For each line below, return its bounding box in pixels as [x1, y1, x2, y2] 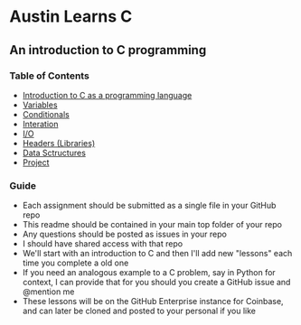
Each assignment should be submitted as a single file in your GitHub [22, 200, 277, 211]
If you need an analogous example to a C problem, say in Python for [22, 267, 276, 278]
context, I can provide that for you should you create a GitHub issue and [22, 277, 291, 288]
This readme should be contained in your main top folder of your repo [22, 219, 283, 230]
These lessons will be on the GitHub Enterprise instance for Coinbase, [22, 296, 284, 307]
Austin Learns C [9, 6, 133, 27]
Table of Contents [9, 70, 90, 82]
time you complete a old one [22, 257, 129, 268]
